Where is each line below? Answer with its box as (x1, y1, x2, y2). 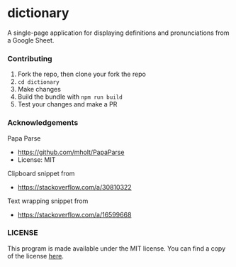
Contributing (7, 53, 52, 63)
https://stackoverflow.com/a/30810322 (17, 182, 133, 191)
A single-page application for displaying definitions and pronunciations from (7, 28, 230, 37)
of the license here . (7, 251, 64, 260)
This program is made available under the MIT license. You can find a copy (7, 244, 226, 253)
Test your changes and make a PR (17, 100, 118, 109)
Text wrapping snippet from (7, 197, 89, 205)
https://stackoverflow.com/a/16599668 (17, 210, 132, 219)
